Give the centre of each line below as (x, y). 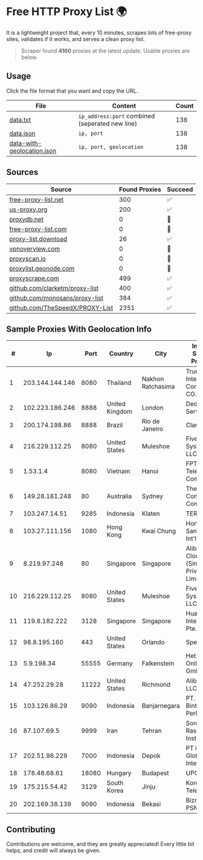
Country (121, 353)
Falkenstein (158, 663)
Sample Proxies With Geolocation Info (79, 329)
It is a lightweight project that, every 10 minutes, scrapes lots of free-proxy (99, 32)
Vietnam (118, 471)
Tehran (152, 731)
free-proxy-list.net (37, 199)
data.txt (20, 120)
